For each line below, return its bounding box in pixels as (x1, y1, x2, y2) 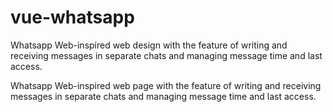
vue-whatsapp (10, 6, 135, 29)
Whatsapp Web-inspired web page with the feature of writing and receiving (10, 79, 322, 91)
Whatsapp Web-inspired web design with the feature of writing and (10, 39, 288, 51)
